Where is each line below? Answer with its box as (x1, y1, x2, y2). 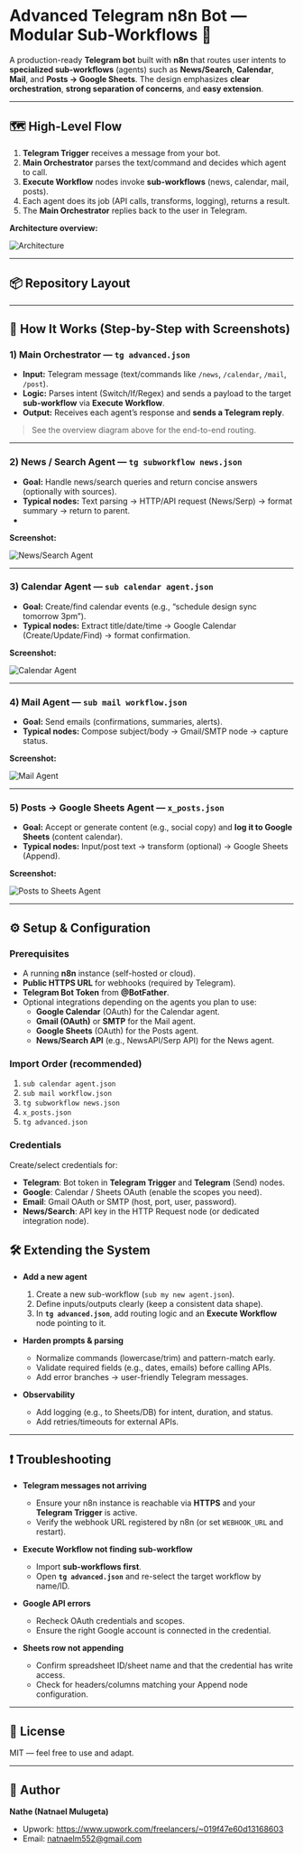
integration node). (22, 1215, 89, 1226)
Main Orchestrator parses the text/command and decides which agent (22, 157, 287, 168)
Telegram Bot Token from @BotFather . (22, 987, 170, 998)
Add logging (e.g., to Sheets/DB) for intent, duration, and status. (35, 1406, 273, 1417)
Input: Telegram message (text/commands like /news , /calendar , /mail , (22, 369, 287, 380)
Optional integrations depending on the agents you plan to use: (22, 996, 257, 1007)
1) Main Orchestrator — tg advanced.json (9, 348, 191, 361)
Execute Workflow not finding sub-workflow (22, 1544, 193, 1555)
